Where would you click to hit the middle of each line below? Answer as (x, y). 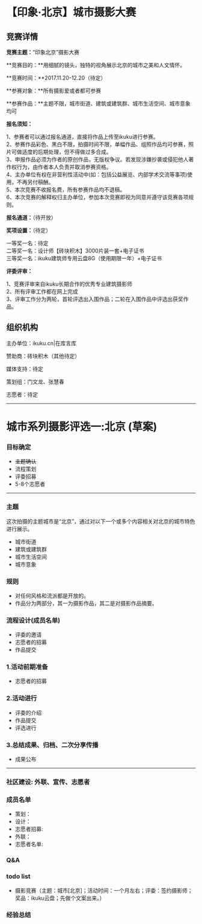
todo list (19, 876)
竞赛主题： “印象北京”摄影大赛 (43, 52)
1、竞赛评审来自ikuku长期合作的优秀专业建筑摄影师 (69, 284)
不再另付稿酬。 (35, 182)
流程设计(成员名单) (33, 620)
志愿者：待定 (22, 394)
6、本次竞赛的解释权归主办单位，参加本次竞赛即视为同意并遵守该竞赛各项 (97, 197)
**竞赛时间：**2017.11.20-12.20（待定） (56, 78)
